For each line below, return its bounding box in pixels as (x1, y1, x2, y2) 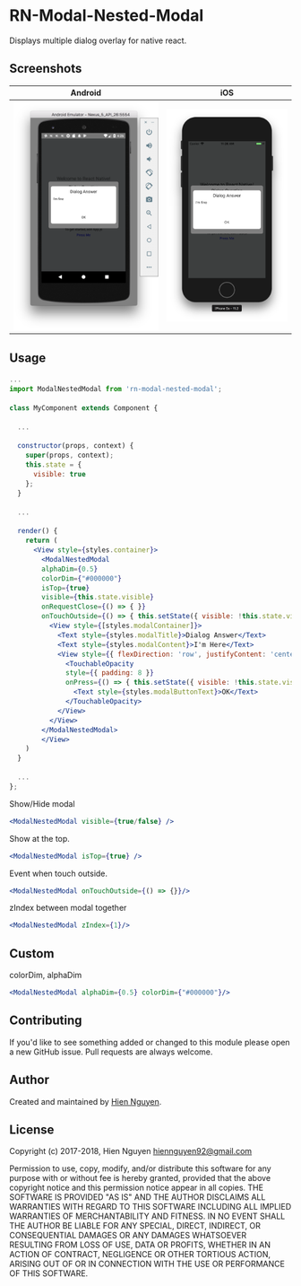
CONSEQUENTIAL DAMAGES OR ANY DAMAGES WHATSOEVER (9, 1230, 247, 1241)
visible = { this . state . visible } (41, 593, 154, 602)
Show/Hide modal (9, 798, 75, 809)
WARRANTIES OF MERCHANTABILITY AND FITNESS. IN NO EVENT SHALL (9, 1211, 286, 1221)
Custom (9, 946, 55, 961)
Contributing (9, 1013, 82, 1028)
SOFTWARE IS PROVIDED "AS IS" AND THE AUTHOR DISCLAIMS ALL (9, 1192, 266, 1203)
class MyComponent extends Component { (9, 403, 159, 413)
